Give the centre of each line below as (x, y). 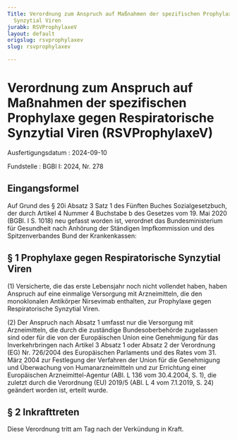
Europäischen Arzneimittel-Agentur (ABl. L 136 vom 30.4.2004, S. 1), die (112, 375)
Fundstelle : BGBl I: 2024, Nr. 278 (55, 166)
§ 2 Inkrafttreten (43, 412)
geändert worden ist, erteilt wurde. (57, 390)
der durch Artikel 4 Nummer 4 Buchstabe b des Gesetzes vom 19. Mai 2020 (117, 213)
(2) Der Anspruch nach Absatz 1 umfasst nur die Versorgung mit (101, 322)
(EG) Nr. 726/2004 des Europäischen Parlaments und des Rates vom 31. (112, 352)
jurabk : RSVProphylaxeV (42, 27)
